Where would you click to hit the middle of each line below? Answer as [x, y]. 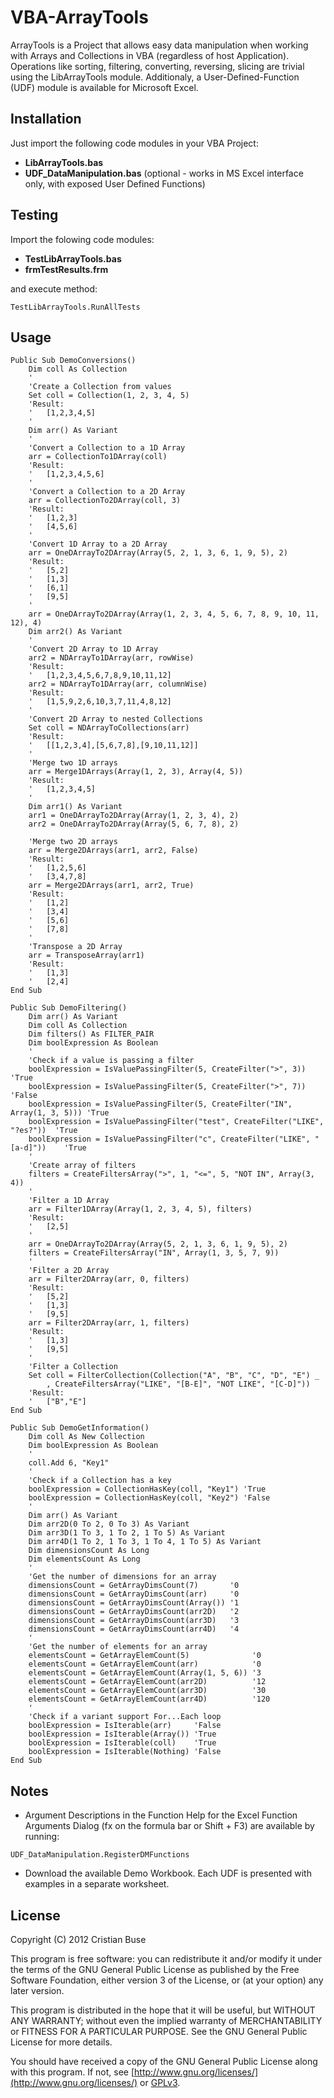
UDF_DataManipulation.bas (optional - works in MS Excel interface [164, 173]
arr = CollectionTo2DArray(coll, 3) [105, 501]
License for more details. [61, 2042]
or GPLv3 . [160, 2082]
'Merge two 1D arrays [73, 763]
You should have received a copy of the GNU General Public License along [164, 2061]
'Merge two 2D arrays [73, 842]
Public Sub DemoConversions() [73, 361]
